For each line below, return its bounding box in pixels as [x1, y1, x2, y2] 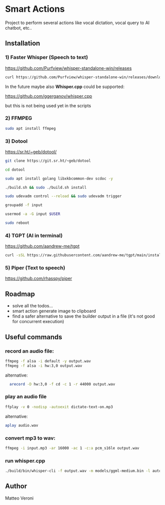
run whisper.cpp [5, 457, 46, 464]
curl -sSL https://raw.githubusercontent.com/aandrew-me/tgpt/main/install [5, 253, 164, 258]
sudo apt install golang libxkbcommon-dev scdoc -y [5, 176, 113, 181]
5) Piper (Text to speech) [5, 265, 65, 271]
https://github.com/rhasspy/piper [5, 275, 72, 281]
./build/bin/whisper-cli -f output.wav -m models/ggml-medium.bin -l [5, 469, 151, 474]
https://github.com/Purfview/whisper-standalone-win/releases [5, 65, 132, 71]
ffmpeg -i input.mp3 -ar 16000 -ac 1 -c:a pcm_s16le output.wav [5, 446, 139, 450]
